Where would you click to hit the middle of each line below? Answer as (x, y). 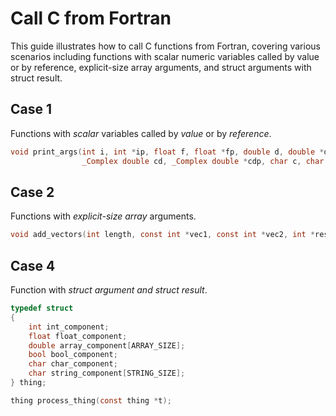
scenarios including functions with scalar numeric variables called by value (165, 56)
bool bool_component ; (73, 355)
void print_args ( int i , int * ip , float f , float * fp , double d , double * (167, 152)
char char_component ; (73, 364)
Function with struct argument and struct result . (109, 290)
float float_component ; (78, 336)
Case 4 (33, 265)
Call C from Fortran (91, 18)
